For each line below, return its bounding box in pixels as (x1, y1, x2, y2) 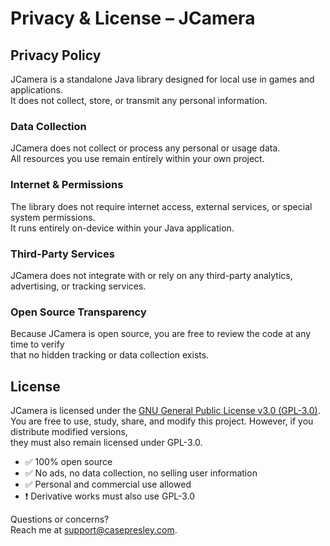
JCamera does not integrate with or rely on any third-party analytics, (10, 269, 293, 281)
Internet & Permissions (10, 178, 124, 192)
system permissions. (10, 211, 96, 223)
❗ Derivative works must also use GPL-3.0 (24, 490, 196, 502)
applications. (10, 84, 63, 96)
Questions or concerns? (10, 513, 110, 525)
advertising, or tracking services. (10, 280, 147, 292)
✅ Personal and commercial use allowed (24, 478, 192, 490)
